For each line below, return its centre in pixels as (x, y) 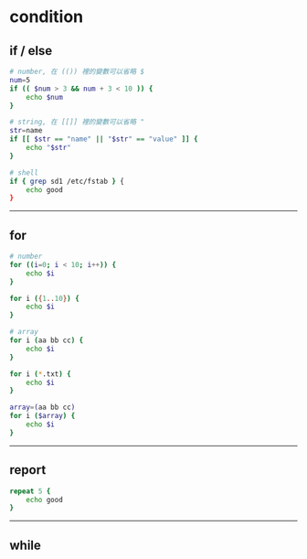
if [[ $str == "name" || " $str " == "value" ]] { (104, 139)
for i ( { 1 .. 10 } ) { (44, 298)
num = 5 (20, 80)
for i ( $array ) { (42, 416)
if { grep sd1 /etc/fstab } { (67, 181)
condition (47, 17)
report (28, 470)
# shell (24, 172)
